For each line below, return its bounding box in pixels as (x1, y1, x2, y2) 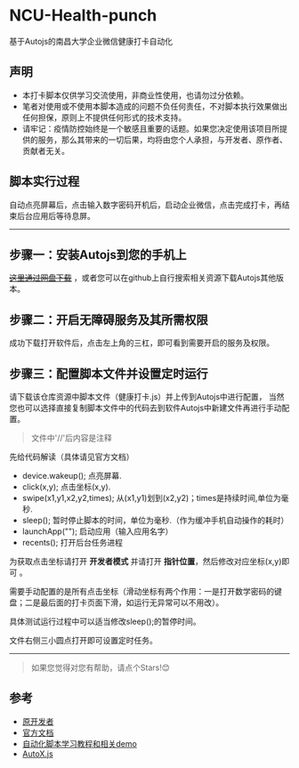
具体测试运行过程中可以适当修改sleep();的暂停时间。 (9, 616, 202, 627)
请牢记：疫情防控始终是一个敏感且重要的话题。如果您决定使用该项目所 (21, 123, 280, 133)
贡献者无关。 (21, 145, 69, 156)
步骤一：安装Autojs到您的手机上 (9, 247, 187, 263)
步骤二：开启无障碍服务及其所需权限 (9, 312, 208, 327)
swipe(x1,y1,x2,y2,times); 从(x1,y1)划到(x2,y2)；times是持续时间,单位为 (21, 493, 282, 503)
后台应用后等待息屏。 (16, 210, 95, 221)
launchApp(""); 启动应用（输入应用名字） (21, 526, 174, 537)
